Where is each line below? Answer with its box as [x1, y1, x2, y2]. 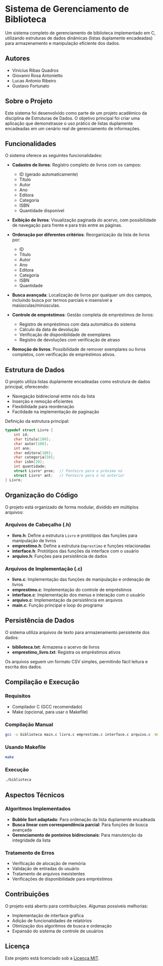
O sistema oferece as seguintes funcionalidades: [5, 153, 103, 158]
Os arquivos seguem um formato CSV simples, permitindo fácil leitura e [5, 658, 148, 664]
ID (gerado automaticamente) [19, 172, 79, 177]
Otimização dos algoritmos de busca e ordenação [12, 923, 112, 928]
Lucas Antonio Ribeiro [12, 78, 57, 83]
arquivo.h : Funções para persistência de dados [12, 553, 108, 559]
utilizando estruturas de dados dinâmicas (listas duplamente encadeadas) [5, 35, 153, 41]
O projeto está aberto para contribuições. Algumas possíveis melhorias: [5, 903, 148, 909]
